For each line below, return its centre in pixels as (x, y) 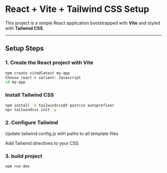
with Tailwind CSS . (25, 28)
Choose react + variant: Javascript (43, 78)
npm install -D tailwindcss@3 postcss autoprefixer (60, 105)
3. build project (24, 156)
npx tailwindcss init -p (31, 110)
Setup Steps (24, 48)
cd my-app (15, 82)
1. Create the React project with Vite (49, 63)
